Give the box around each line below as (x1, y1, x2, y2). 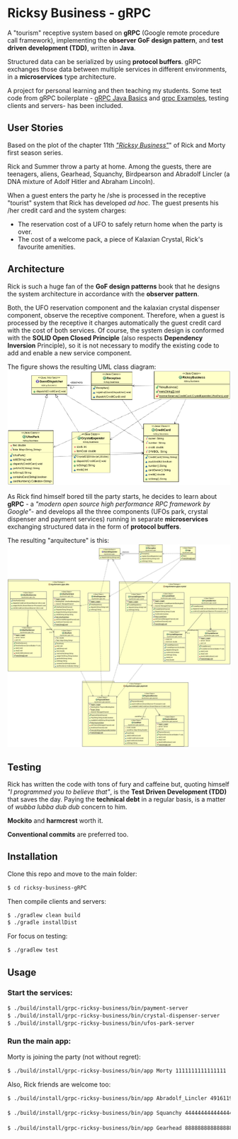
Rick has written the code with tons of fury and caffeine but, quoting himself (7, 779, 229, 788)
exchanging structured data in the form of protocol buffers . (7, 522, 182, 531)
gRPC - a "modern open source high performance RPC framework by (7, 500, 210, 509)
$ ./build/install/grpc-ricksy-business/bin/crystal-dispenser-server (7, 1012, 220, 1019)
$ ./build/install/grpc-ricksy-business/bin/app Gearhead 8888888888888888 (7, 1125, 236, 1132)
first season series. (7, 148, 64, 157)
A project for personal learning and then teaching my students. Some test (7, 86, 222, 95)
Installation (7, 851, 58, 863)
